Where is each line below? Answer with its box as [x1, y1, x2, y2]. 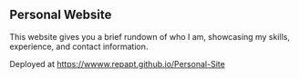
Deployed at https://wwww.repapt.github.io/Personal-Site [9, 58, 225, 69]
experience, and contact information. [9, 41, 149, 52]
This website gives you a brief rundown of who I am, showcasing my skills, [9, 31, 290, 42]
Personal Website [9, 7, 112, 23]
